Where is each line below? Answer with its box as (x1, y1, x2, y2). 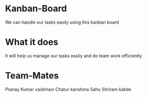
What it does (5, 36, 58, 48)
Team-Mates (5, 70, 59, 81)
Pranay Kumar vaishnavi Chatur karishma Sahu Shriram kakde (5, 86, 132, 92)
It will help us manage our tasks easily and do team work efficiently (5, 53, 143, 59)
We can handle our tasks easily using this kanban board (5, 19, 119, 25)
